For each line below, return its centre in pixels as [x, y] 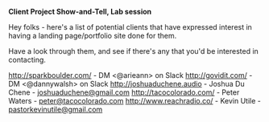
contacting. [27, 60]
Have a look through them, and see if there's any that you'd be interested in [134, 51]
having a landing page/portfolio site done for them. [93, 36]
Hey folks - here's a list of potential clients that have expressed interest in [130, 27]
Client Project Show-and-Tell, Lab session [80, 12]
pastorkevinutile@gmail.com [56, 109]
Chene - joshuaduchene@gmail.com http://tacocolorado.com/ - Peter [124, 92]
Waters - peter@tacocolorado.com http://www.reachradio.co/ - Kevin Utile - [135, 101]
